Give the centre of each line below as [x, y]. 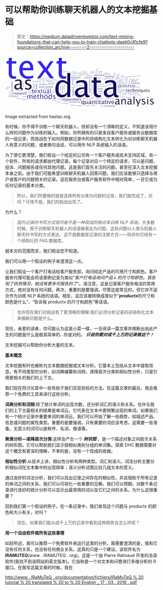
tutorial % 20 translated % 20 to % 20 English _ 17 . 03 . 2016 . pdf [71, 582]
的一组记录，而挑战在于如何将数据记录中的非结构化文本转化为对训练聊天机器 [81, 138]
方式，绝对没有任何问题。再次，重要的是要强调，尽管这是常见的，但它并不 [79, 290]
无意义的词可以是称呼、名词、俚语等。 [52, 428]
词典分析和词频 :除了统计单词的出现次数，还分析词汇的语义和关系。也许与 [78, 404]
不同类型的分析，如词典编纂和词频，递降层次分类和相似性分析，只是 [85, 371]
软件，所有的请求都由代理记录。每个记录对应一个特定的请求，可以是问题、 [83, 161]
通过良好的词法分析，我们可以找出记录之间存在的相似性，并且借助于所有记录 [81, 477]
